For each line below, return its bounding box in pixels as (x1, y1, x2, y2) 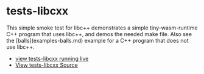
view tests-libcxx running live (15, 55, 89, 62)
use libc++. (6, 43, 35, 51)
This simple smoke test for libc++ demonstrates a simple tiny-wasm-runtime (6, 24, 198, 31)
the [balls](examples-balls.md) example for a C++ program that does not (6, 37, 189, 44)
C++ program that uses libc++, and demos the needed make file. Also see (6, 30, 192, 37)
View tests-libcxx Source (15, 61, 78, 69)
